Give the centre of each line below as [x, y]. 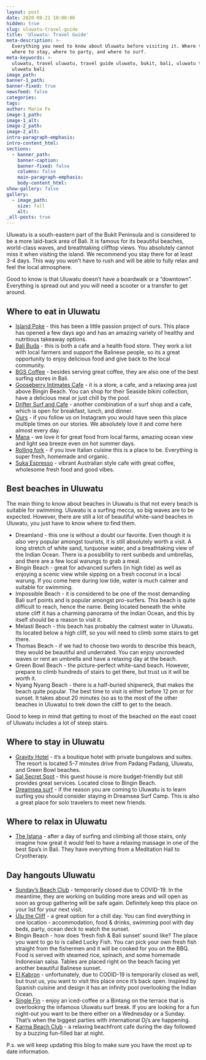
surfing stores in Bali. [42, 378]
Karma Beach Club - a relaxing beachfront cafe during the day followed [105, 1027]
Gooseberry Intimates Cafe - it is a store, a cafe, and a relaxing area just [106, 384]
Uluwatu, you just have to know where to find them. [71, 523]
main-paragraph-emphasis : [51, 177]
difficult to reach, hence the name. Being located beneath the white [100, 606]
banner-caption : [38, 160]
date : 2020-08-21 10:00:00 [41, 18]
